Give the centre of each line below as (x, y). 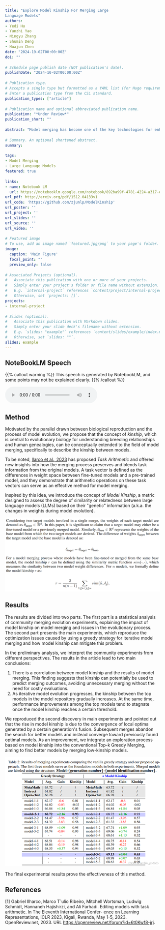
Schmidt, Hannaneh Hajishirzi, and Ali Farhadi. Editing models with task (77, 907)
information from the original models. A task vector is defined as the (74, 470)
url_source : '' (21, 223)
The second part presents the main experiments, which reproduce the (76, 632)
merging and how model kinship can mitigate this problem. (64, 643)
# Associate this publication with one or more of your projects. (77, 280)
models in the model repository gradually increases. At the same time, (83, 699)
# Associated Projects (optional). (41, 275)
